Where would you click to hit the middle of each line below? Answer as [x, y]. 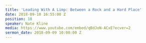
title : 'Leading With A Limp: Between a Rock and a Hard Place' [73, 10]
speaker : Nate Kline [27, 23]
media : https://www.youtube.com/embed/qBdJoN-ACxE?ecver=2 [68, 28]
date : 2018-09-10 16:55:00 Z [35, 14]
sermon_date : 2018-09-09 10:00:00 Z [43, 33]
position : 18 [19, 19]
